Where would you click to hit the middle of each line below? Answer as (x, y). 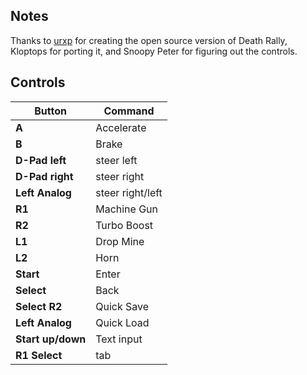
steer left (116, 160)
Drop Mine (120, 241)
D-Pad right (44, 176)
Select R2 (39, 306)
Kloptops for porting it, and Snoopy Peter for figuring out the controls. (154, 51)
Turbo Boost (124, 225)
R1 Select (39, 355)
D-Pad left (41, 160)
